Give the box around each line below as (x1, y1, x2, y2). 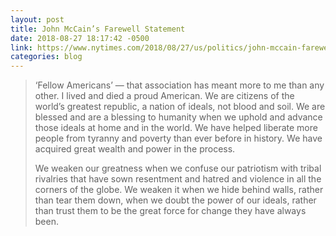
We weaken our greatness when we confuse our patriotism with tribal (34, 162, 322, 175)
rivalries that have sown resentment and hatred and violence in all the (34, 173, 322, 185)
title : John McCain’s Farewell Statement (10, 24, 186, 34)
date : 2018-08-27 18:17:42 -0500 (10, 33, 150, 43)
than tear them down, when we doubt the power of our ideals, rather (34, 194, 317, 206)
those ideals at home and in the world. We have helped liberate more (34, 122, 318, 134)
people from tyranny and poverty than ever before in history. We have (34, 132, 323, 145)
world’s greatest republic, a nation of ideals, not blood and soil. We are (34, 101, 326, 113)
